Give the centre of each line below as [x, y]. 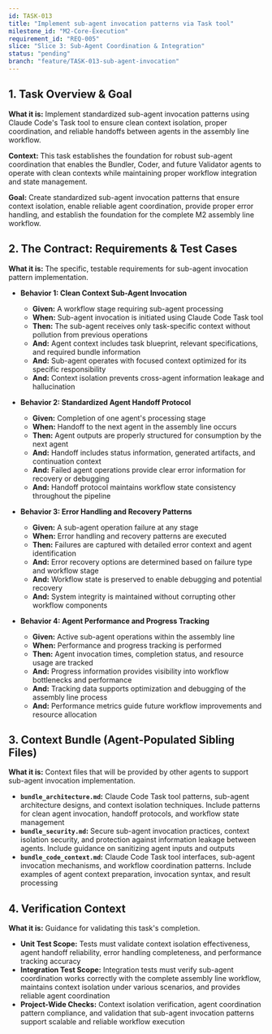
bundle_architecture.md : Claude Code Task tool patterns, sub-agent [135, 796]
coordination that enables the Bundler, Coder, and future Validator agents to [135, 164]
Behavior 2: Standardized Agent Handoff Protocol [106, 402]
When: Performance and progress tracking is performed [127, 645]
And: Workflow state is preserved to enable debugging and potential [147, 579]
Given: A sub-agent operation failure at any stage [115, 527]
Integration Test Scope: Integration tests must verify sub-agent [127, 970]
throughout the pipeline [71, 495]
